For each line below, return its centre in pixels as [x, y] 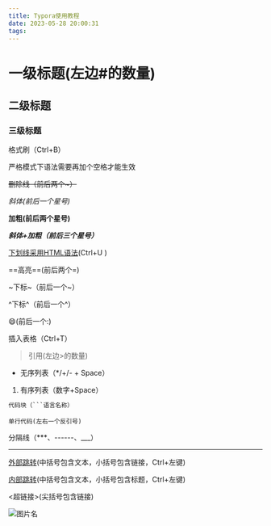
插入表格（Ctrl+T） [40, 339]
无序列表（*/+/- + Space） [65, 373]
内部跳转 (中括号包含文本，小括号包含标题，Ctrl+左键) [97, 480]
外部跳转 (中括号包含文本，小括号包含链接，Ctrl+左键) [97, 462]
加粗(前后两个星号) [40, 218]
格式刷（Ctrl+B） [37, 149]
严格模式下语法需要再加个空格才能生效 [72, 167]
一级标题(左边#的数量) [82, 73]
